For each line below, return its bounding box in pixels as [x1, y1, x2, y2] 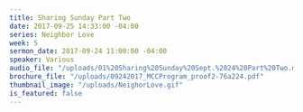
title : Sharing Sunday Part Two [9, 13, 131, 23]
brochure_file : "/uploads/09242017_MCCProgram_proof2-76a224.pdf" [9, 72, 264, 81]
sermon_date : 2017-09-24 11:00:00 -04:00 [9, 47, 168, 56]
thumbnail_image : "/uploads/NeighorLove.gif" [9, 80, 183, 89]
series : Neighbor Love [9, 30, 95, 39]
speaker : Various [9, 55, 75, 64]
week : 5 [9, 38, 39, 48]
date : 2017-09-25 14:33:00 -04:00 [9, 22, 140, 31]
